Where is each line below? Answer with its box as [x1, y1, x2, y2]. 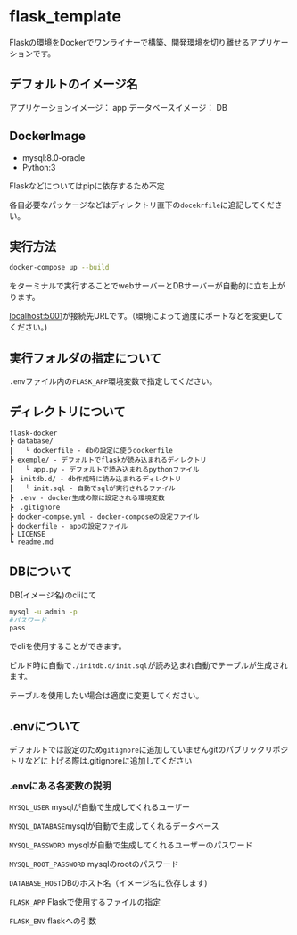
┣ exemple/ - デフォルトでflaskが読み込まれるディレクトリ [9, 455, 207, 464]
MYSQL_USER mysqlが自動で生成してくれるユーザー [9, 802, 190, 813]
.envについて [9, 719, 82, 734]
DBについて [9, 564, 73, 580]
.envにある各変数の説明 [9, 780, 111, 792]
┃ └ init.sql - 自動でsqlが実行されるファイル [9, 484, 176, 493]
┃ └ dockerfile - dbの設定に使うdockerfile [9, 446, 174, 455]
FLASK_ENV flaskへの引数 [9, 915, 96, 926]
